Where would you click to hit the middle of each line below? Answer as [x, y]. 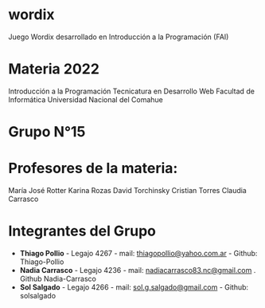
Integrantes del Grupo [82, 231]
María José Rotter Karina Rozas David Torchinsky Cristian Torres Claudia [127, 190]
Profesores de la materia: [93, 168]
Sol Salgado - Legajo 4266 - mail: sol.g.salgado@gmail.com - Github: [134, 287]
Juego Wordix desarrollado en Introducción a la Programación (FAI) [119, 37]
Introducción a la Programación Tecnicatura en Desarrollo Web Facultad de [131, 91]
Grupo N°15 [47, 132]
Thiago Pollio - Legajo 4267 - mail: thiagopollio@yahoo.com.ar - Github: [138, 253]
